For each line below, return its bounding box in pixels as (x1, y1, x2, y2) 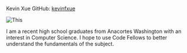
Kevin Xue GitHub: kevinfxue (6, 5, 75, 12)
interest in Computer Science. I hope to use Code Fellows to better (6, 34, 168, 41)
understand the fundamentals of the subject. (6, 41, 115, 47)
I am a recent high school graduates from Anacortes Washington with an (6, 28, 182, 35)
